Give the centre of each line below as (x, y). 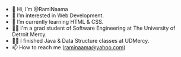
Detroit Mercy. (29, 34)
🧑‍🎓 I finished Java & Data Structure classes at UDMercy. (80, 41)
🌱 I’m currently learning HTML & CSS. (58, 22)
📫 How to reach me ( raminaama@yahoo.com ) (69, 47)
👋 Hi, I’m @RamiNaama (40, 9)
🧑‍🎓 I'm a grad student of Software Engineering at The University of (93, 28)
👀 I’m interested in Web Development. (58, 15)
